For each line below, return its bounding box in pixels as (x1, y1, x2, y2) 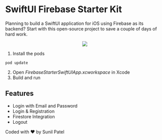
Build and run (12, 75, 40, 81)
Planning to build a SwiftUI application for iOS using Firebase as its (5, 20, 144, 26)
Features (5, 89, 34, 98)
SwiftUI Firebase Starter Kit (5, 4, 122, 15)
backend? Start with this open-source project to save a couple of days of (5, 25, 157, 31)
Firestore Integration (12, 113, 56, 120)
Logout (12, 119, 28, 125)
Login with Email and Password (12, 102, 78, 109)
